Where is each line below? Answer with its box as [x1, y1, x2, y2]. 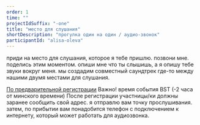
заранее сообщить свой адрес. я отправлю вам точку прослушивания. [6, 99, 193, 106]
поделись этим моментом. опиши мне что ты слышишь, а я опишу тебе [6, 61, 194, 68]
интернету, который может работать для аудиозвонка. [6, 112, 150, 119]
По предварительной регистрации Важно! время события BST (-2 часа [6, 86, 193, 93]
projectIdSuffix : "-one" [6, 20, 70, 26]
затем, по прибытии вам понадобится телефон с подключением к [6, 105, 179, 112]
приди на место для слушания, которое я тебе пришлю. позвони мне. [6, 55, 190, 61]
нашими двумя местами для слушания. [6, 74, 110, 81]
